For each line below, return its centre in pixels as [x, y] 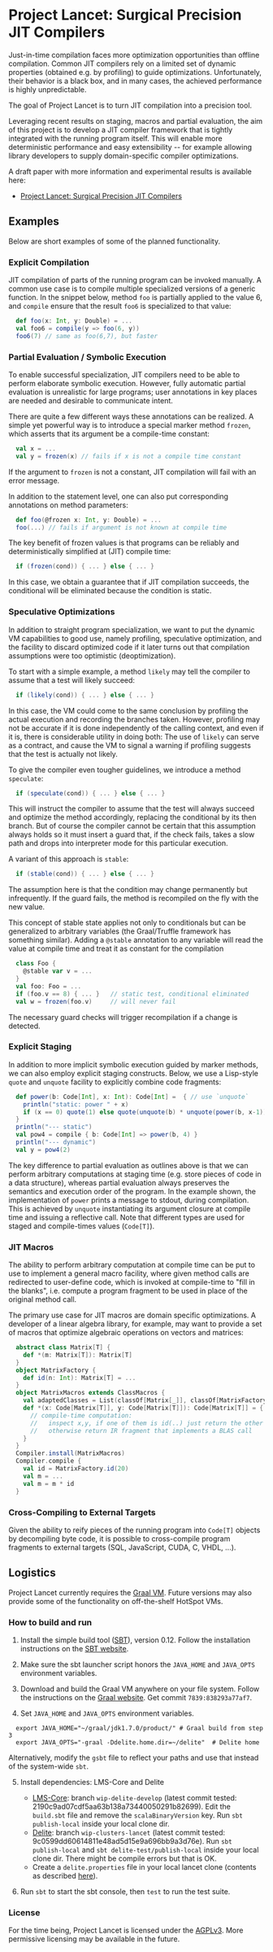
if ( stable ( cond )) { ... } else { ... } [85, 874]
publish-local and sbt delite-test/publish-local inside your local [145, 1850]
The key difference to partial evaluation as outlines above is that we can [128, 1165]
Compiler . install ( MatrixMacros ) [71, 1453]
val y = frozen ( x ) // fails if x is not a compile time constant [129, 456]
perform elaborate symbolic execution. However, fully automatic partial [127, 383]
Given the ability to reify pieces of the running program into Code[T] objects [134, 1530]
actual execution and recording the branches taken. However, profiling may [134, 719]
